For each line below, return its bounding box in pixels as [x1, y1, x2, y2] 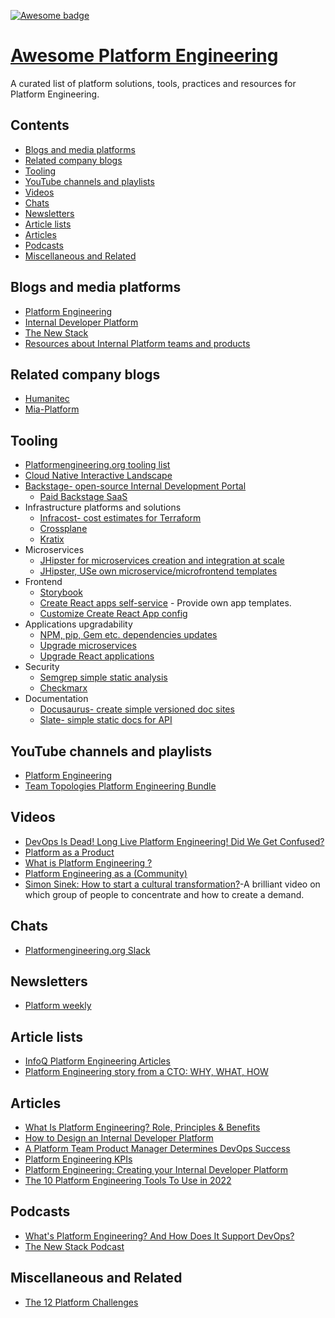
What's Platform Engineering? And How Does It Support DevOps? [24, 1230, 295, 1242]
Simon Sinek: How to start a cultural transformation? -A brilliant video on [24, 878, 321, 890]
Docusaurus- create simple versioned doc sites [39, 703, 235, 715]
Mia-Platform [24, 403, 80, 415]
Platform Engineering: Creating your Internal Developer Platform [24, 1164, 289, 1176]
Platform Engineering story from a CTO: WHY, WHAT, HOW [24, 1066, 269, 1078]
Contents [10, 117, 70, 134]
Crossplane [39, 523, 88, 535]
